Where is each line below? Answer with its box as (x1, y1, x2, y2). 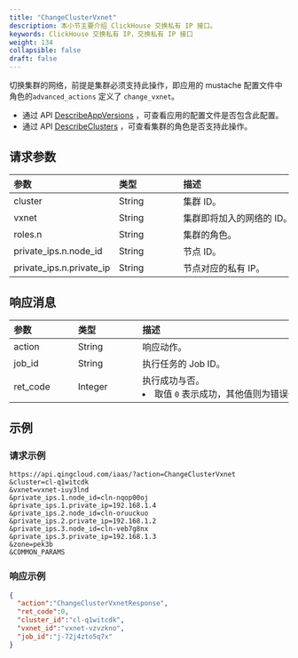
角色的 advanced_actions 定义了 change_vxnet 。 (9, 91, 180, 101)
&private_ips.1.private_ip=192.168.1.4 (9, 502, 157, 510)
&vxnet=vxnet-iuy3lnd (9, 485, 90, 494)
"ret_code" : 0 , (17, 607, 69, 616)
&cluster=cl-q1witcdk (9, 477, 90, 487)
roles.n (13, 228, 43, 240)
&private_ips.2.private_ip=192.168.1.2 (9, 517, 157, 526)
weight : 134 (9, 37, 53, 47)
